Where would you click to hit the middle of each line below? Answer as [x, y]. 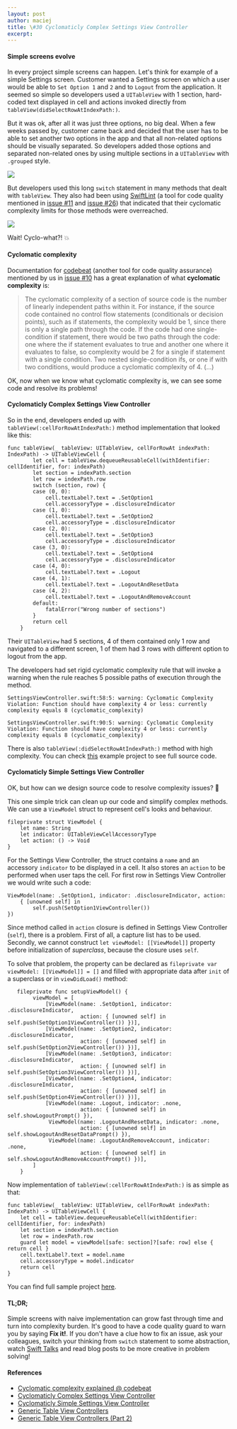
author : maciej [30, 21]
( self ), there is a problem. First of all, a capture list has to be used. [104, 935]
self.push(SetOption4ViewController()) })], [74, 1097]
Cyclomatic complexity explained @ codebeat [85, 1388]
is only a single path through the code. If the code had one [110, 329]
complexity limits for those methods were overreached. [88, 211]
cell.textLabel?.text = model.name [73, 1255]
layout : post [27, 14]
